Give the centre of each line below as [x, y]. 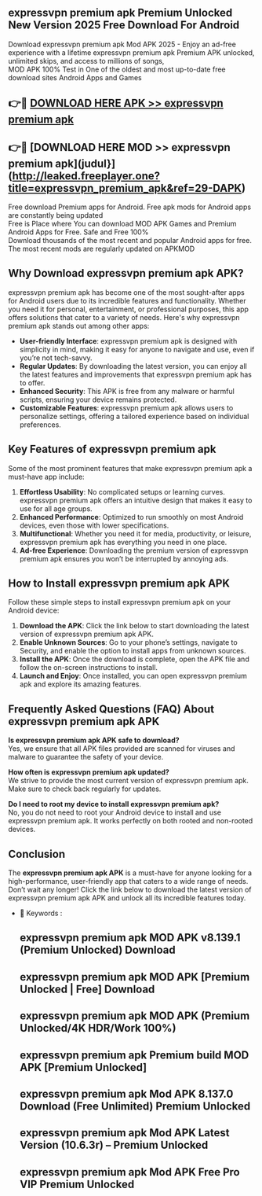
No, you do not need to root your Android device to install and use [115, 812]
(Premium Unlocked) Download [97, 950]
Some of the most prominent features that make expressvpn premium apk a [130, 468]
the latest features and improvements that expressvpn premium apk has [136, 374]
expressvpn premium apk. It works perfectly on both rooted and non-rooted [131, 821]
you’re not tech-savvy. [56, 358]
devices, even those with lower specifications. [94, 525]
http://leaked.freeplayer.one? [86, 176]
